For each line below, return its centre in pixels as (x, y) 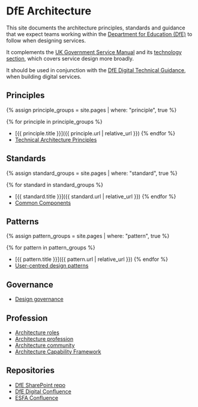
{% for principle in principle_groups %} (55, 121)
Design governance (39, 299)
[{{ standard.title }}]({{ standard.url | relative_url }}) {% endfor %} (95, 196)
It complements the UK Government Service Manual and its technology (94, 52)
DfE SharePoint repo (40, 385)
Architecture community (45, 345)
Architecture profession (44, 339)
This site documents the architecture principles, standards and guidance (96, 28)
